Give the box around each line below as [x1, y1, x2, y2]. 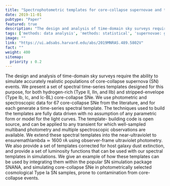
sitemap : [5, 54, 24, 60]
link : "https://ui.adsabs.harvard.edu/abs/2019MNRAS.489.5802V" [5, 40, 144, 45]
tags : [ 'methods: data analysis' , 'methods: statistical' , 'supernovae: [5, 31, 162, 36]
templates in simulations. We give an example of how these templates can [5, 154, 159, 160]
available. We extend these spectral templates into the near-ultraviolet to [5, 132, 157, 138]
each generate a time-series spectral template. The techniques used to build [5, 105, 165, 111]
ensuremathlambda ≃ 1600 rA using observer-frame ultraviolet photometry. [5, 137, 163, 144]
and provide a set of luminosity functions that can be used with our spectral [5, 148, 163, 154]
